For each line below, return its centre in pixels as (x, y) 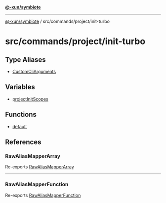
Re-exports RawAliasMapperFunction (43, 195)
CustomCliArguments (34, 72)
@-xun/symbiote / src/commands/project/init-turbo (58, 21)
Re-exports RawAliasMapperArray (40, 167)
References (23, 142)
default (20, 126)
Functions (21, 115)
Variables (20, 87)
